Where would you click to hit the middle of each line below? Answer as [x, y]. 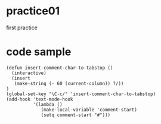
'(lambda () [47, 104]
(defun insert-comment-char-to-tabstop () [60, 68]
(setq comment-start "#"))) [76, 115]
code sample [39, 52]
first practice [22, 28]
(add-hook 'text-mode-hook [40, 99]
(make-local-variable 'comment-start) [89, 110]
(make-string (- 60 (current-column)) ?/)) [69, 83]
